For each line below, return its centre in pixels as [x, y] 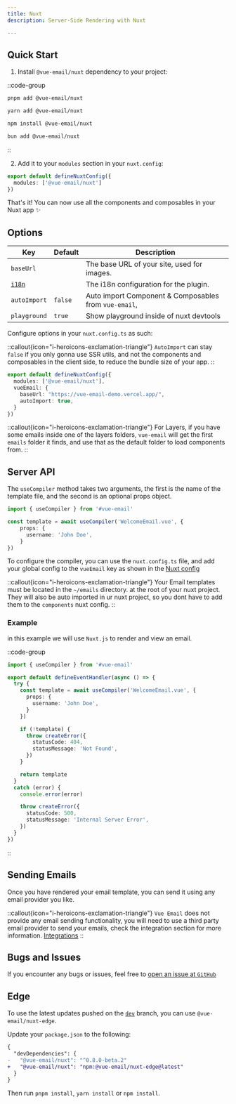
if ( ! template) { [45, 729]
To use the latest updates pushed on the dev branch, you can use [101, 1013]
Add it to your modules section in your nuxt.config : [90, 163]
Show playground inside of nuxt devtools [153, 316]
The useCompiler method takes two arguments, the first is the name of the [114, 489]
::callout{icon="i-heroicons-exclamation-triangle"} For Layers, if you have [114, 427]
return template [44, 774]
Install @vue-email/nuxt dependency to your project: [92, 72]
